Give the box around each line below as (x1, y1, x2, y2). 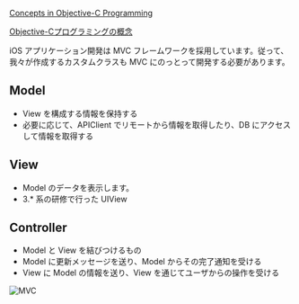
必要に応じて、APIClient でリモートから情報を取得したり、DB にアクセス (22, 119, 292, 130)
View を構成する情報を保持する (22, 108, 138, 119)
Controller (9, 220, 67, 236)
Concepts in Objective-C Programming (9, 8, 154, 18)
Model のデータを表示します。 (22, 182, 135, 192)
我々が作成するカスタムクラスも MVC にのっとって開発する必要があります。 (9, 57, 290, 67)
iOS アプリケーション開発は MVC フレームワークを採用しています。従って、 (9, 45, 289, 56)
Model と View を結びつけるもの (22, 245, 142, 255)
